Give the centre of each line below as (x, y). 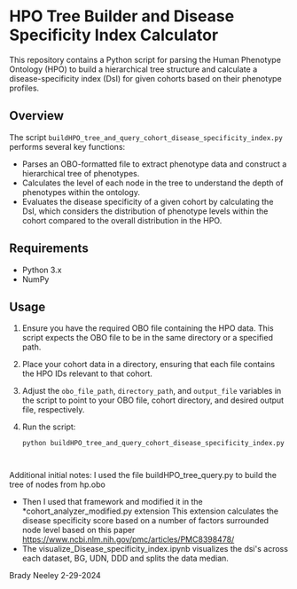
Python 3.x (42, 270)
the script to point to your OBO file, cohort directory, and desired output (153, 400)
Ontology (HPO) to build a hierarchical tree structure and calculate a (133, 69)
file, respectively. (53, 410)
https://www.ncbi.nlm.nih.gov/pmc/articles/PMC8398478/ (128, 539)
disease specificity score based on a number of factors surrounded (145, 521)
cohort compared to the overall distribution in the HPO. (122, 220)
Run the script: (49, 427)
